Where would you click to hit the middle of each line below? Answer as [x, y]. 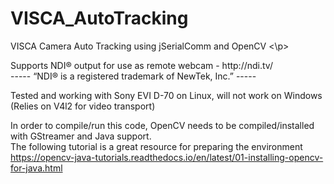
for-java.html [36, 168]
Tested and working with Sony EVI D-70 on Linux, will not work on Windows [166, 95]
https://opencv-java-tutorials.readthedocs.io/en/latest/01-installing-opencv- [167, 157]
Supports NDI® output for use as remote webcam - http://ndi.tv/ [141, 65]
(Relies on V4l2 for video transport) [83, 106]
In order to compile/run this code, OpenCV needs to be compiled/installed [162, 125]
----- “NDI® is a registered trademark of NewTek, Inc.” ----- [133, 76]
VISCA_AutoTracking [99, 18]
